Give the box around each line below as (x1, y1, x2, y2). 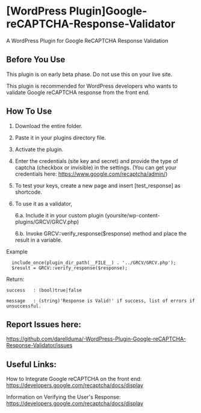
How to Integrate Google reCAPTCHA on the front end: (6, 376, 142, 383)
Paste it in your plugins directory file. (14, 134, 107, 141)
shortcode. (14, 188, 42, 196)
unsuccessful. (6, 303, 42, 309)
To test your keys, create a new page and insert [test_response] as (14, 182, 181, 189)
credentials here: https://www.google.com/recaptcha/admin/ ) (14, 170, 168, 178)
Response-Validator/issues (6, 342, 73, 349)
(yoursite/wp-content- (105, 211, 161, 219)
